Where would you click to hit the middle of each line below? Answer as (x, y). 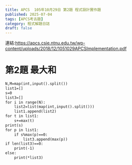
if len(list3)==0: (24, 144)
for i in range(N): (25, 102)
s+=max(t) (24, 121)
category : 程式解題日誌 (27, 24)
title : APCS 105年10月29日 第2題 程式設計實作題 (53, 10)
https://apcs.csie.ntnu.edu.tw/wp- (50, 43)
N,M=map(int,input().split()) (37, 84)
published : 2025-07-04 (29, 14)
